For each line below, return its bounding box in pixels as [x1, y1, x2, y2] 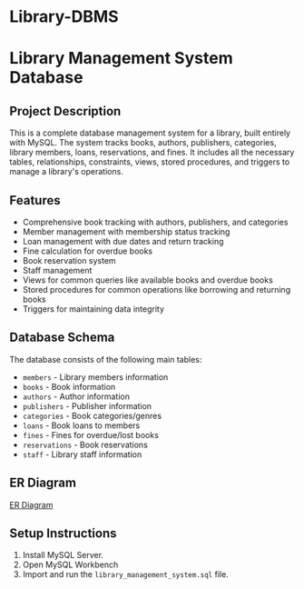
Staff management [22, 265, 93, 275]
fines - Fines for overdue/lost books [22, 429, 159, 440]
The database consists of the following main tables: [9, 354, 202, 364]
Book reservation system [22, 255, 116, 265]
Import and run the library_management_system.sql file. [22, 569, 229, 580]
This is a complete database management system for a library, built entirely [9, 127, 291, 138]
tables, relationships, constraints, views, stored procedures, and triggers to [9, 156, 290, 167]
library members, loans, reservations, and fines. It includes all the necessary [9, 147, 295, 158]
